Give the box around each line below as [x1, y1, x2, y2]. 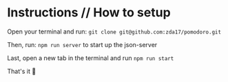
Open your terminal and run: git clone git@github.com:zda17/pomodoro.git [7, 27, 222, 36]
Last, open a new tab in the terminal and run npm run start [7, 53, 174, 62]
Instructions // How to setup [7, 5, 171, 20]
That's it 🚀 [7, 67, 37, 75]
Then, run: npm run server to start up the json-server [7, 40, 158, 49]
